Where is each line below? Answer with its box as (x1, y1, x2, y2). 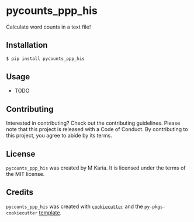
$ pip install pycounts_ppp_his (6, 55, 85, 62)
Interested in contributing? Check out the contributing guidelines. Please (6, 119, 181, 126)
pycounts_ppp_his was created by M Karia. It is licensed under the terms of (6, 164, 186, 171)
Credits (6, 188, 34, 198)
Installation (6, 40, 48, 50)
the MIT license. (6, 171, 45, 178)
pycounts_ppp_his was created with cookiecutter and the (6, 203, 143, 210)
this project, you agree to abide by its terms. (6, 132, 112, 139)
